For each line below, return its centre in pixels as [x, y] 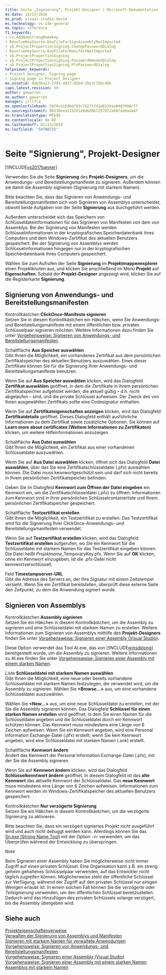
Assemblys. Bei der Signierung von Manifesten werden [61, 227]
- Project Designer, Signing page [41, 74]
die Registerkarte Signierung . [35, 279]
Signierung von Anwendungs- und [59, 295]
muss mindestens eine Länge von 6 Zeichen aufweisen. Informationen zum [82, 786]
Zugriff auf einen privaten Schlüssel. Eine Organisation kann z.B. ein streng [82, 866]
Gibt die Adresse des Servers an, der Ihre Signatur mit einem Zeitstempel [80, 579]
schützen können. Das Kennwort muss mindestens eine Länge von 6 [75, 724]
